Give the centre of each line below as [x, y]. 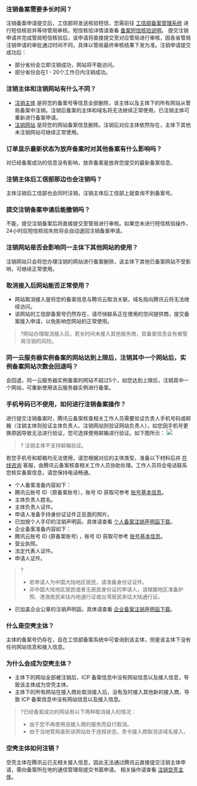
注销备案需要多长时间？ [39, 9]
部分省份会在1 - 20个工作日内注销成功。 [63, 72]
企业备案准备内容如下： [43, 529]
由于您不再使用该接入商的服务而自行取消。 [81, 724]
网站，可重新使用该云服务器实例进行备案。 [62, 387]
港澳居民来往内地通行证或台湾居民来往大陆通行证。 [101, 597]
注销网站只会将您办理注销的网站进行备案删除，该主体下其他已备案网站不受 [96, 261]
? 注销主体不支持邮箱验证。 [53, 445]
